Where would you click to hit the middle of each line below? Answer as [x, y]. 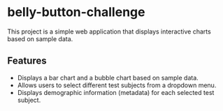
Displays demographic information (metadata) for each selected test [116, 92]
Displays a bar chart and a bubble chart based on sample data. [108, 77]
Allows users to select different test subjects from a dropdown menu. [117, 85]
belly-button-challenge [76, 12]
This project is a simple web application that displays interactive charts [109, 31]
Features [27, 61]
